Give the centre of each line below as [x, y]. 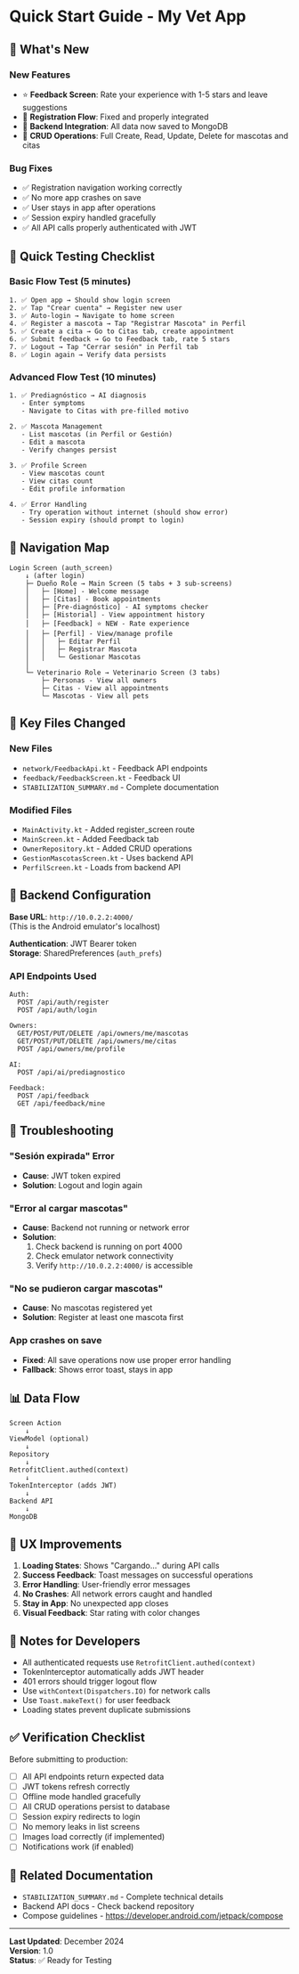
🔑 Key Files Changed [68, 723]
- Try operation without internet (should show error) [125, 513]
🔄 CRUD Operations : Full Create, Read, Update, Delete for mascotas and [155, 135]
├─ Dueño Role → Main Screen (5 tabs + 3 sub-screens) [129, 583]
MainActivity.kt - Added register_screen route [109, 829]
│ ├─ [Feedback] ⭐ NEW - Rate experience [107, 624]
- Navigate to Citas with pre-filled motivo [105, 412]
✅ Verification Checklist [77, 1737]
